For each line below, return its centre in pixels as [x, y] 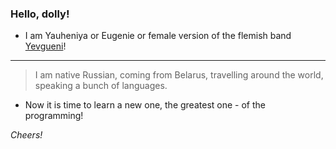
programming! [54, 116]
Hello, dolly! [40, 14]
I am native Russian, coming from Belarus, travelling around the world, [179, 75]
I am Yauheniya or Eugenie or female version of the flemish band [158, 36]
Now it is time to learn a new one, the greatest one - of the [145, 105]
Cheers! [26, 135]
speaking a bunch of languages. [101, 86]
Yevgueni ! [45, 46]
